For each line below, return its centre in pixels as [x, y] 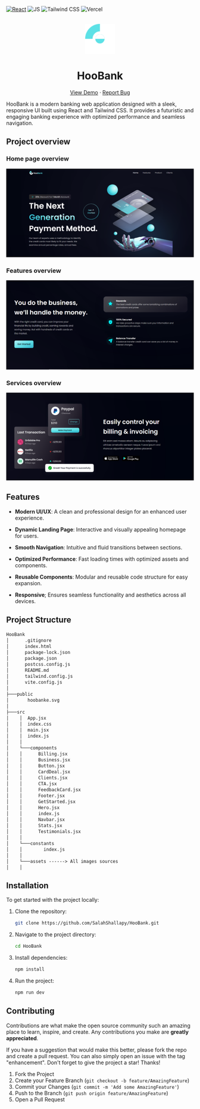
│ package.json [32, 658]
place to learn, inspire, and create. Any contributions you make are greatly [98, 1032]
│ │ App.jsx [26, 718]
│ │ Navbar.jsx [36, 819]
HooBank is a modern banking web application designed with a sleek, [91, 104]
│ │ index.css [29, 724]
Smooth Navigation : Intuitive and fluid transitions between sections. [99, 547]
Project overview [38, 142]
